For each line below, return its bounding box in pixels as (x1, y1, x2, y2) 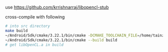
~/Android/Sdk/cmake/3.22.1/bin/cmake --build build (5, 37, 117, 42)
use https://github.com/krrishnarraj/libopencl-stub (5, 4, 109, 10)
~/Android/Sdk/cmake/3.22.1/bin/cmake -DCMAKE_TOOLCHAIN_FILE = (5, 32, 140, 38)
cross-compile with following (5, 14, 65, 19)
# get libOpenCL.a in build (5, 42, 64, 47)
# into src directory (5, 23, 50, 28)
